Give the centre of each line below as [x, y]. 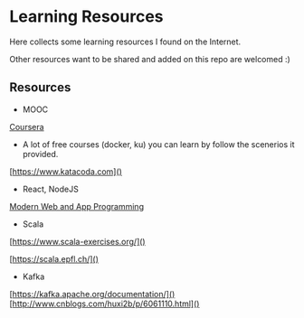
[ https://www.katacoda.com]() [66, 171]
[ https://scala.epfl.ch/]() [54, 258]
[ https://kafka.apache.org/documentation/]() [92, 294]
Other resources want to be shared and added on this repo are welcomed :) [150, 59]
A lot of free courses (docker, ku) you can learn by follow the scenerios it [159, 144]
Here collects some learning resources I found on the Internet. [125, 42]
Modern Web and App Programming [77, 206]
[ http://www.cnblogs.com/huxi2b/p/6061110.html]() [104, 304]
